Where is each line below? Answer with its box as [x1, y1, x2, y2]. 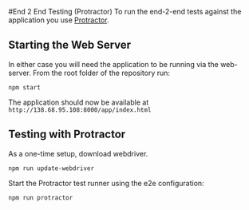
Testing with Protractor [8, 128, 126, 141]
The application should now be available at [8, 97, 149, 107]
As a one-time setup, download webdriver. [8, 149, 148, 158]
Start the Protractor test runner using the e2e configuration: [8, 178, 205, 188]
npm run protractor [8, 193, 73, 202]
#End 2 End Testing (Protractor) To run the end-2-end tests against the [8, 7, 242, 16]
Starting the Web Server [8, 38, 132, 52]
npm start [8, 83, 41, 91]
